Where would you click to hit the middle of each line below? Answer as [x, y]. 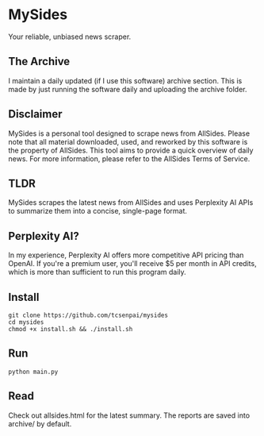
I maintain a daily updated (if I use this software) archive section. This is [125, 80]
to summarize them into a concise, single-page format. [98, 211]
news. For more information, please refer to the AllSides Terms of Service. [129, 158]
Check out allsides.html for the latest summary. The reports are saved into [129, 415]
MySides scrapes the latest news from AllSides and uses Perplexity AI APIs [131, 203]
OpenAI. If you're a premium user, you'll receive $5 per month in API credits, [132, 264]
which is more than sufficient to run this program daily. [97, 272]
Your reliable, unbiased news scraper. [70, 37]
